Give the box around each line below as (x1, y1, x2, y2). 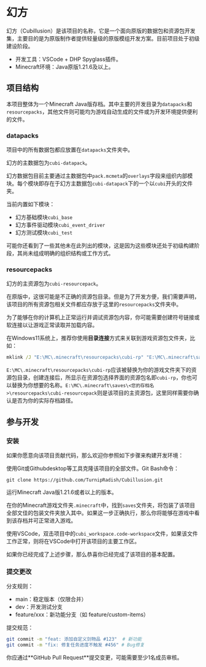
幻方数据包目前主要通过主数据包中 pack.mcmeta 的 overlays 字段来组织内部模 (6, 172, 193, 180)
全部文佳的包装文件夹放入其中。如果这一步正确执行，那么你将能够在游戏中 (6, 509, 194, 516)
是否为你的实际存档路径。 (11, 397, 77, 404)
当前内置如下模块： (6, 201, 55, 208)
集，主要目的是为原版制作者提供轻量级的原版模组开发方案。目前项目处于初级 (6, 34, 200, 42)
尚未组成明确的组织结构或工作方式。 (22, 250, 114, 257)
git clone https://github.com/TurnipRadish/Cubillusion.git (6, 477, 164, 483)
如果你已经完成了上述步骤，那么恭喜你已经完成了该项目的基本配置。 (6, 550, 178, 558)
